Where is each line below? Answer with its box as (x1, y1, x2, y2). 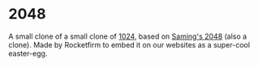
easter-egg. (8, 48, 48, 58)
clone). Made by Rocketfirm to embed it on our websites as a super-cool (8, 39, 250, 49)
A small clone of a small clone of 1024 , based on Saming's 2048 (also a (8, 31, 247, 41)
